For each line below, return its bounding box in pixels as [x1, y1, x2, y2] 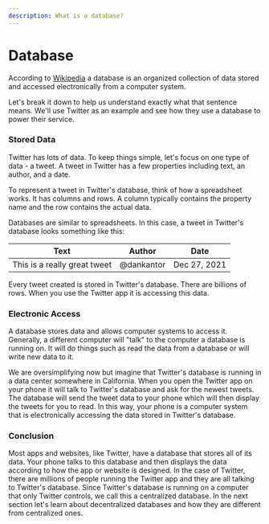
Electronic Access [8, 308, 81, 319]
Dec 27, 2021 [173, 259, 227, 270]
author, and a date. [8, 170, 71, 179]
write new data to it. [8, 352, 75, 362]
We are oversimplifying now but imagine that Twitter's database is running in [8, 367, 262, 378]
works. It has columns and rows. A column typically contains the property [8, 194, 252, 203]
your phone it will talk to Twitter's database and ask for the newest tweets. [8, 385, 255, 395]
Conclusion [8, 431, 55, 442]
